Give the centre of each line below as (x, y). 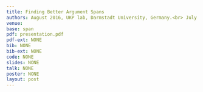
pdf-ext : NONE (24, 40)
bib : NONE (19, 46)
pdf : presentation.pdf (35, 34)
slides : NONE (23, 62)
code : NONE (20, 57)
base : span (20, 29)
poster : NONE (23, 74)
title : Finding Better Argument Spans (55, 12)
